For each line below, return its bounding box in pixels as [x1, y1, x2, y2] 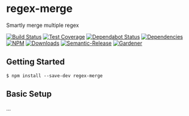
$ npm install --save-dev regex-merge [6, 72, 103, 79]
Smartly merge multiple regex [6, 22, 80, 29]
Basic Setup [6, 89, 52, 99]
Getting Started [6, 57, 65, 67]
